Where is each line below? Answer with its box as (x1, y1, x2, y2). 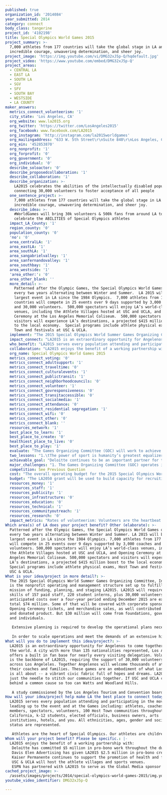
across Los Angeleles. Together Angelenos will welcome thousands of (9, 662, 157, 667)
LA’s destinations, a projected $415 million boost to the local (9, 560, 148, 565)
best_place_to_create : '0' (9, 434, 66, 439)
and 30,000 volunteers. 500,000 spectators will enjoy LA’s (14, 304, 143, 310)
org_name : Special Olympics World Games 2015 (9, 351, 106, 356)
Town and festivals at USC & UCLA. (14, 328, 88, 333)
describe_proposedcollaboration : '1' (9, 170, 88, 175)
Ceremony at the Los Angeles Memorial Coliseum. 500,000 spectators (14, 314, 162, 319)
